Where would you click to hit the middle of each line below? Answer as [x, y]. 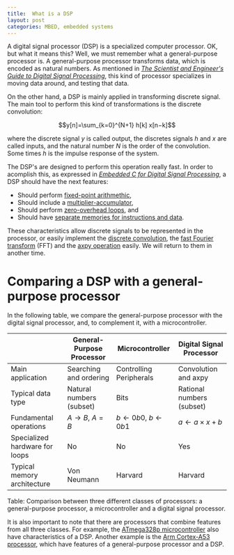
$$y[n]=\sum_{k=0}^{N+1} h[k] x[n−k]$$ [117, 125]
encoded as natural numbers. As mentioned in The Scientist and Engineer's [116, 69]
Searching [84, 369]
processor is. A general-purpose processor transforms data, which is [107, 61]
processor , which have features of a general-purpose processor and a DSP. [116, 545]
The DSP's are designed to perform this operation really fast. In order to [110, 167]
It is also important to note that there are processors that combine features [114, 522]
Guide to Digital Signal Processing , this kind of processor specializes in [109, 76]
